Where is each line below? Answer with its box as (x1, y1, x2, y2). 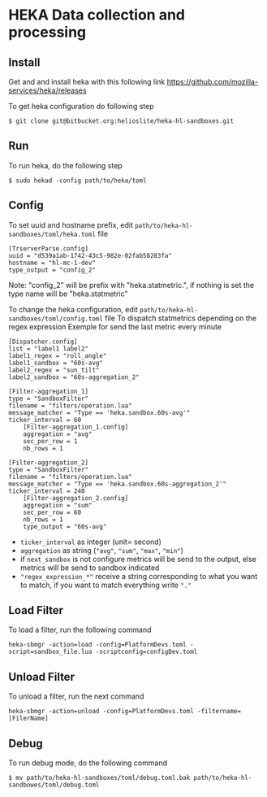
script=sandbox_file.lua (8, 648, 93, 656)
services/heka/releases (8, 85, 87, 95)
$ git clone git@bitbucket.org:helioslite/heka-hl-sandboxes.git (8, 117, 234, 125)
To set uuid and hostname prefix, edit (8, 220, 134, 229)
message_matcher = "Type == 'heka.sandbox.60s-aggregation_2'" (8, 480, 227, 488)
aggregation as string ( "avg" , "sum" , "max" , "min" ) (19, 545, 184, 555)
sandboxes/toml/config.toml (8, 315, 104, 323)
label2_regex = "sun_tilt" (8, 366, 100, 374)
